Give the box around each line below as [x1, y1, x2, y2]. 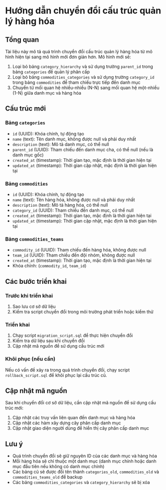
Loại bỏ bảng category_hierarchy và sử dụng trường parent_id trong [12, 64, 154, 69]
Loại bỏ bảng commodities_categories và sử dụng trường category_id [12, 74, 155, 80]
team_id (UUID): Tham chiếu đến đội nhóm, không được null [12, 252, 136, 258]
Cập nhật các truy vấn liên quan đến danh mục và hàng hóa [12, 415, 136, 421]
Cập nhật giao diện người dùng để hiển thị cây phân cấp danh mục [12, 425, 150, 431]
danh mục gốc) [12, 152, 44, 158]
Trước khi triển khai [5, 292, 53, 299]
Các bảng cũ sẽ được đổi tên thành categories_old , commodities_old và [12, 469, 160, 475]
